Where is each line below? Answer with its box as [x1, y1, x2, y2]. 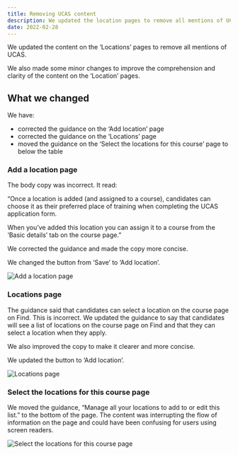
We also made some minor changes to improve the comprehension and [7, 64, 216, 73]
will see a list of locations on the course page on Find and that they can [7, 321, 215, 329]
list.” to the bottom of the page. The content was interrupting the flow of [7, 411, 217, 420]
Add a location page [7, 165, 78, 175]
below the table [17, 147, 64, 156]
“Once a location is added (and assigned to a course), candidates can [7, 195, 211, 203]
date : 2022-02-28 [7, 23, 59, 30]
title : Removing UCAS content [7, 10, 97, 18]
